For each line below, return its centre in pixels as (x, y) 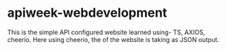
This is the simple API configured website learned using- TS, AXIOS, (106, 32)
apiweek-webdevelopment (87, 13)
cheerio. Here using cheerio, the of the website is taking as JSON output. (113, 39)
